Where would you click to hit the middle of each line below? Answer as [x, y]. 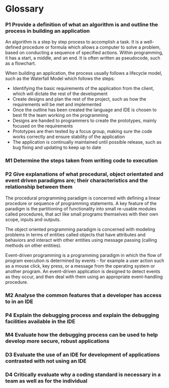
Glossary [25, 9]
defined [13, 47]
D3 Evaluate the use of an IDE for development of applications [82, 355]
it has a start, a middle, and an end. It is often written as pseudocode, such [83, 58]
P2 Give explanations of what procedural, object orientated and [84, 174]
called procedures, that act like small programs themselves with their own [82, 214]
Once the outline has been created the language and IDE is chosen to [84, 110]
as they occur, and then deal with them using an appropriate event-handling [84, 277]
